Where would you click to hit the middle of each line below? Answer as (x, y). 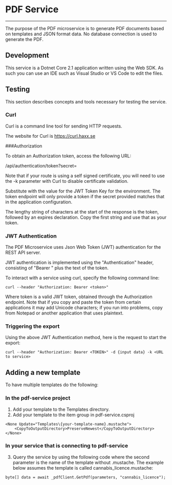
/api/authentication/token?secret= (41, 165)
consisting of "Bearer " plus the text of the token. (57, 268)
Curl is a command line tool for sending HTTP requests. (64, 126)
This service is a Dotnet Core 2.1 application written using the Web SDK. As (84, 68)
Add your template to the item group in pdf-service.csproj (73, 415)
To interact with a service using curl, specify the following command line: (82, 278)
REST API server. (23, 252)
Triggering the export (33, 326)
